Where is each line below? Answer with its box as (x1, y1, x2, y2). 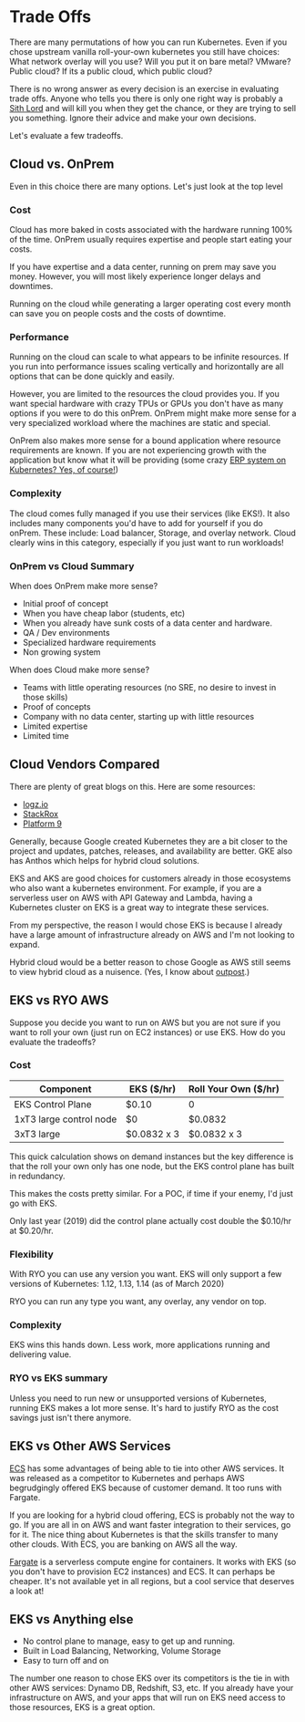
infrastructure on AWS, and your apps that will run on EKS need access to (9, 1692, 286, 1703)
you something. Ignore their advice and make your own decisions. (9, 112, 257, 123)
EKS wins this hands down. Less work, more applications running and (9, 1339, 270, 1351)
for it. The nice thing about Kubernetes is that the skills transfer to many (9, 1529, 279, 1540)
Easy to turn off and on (22, 1655, 109, 1666)
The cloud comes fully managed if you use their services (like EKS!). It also (9, 508, 290, 519)
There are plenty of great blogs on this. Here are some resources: (9, 781, 256, 792)
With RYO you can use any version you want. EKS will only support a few (9, 1269, 282, 1280)
